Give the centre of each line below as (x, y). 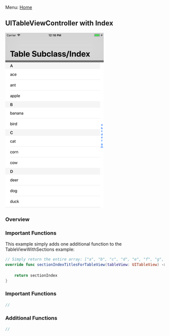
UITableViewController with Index (59, 23)
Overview (17, 219)
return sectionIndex (36, 275)
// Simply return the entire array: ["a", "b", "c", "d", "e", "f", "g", (85, 259)
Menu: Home (19, 7)
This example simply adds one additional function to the (64, 244)
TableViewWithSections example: (40, 249)
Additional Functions (31, 318)
